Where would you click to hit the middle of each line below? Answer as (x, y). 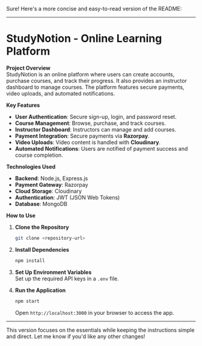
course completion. (39, 155)
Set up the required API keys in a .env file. (67, 278)
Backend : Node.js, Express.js (51, 178)
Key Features (23, 105)
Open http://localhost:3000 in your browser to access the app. (94, 312)
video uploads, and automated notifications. (61, 93)
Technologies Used (31, 166)
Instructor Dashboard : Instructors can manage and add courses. (95, 129)
